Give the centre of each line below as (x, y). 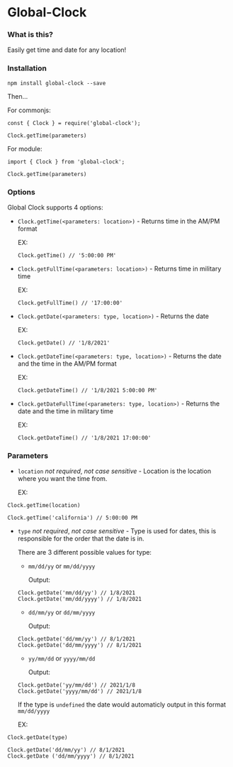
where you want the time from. (62, 479)
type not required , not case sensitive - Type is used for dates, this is (117, 531)
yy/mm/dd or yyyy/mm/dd (62, 658)
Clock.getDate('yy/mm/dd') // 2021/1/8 (76, 685)
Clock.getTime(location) (44, 506)
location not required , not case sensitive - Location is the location (114, 471)
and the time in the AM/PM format (67, 364)
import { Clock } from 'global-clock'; (66, 162)
